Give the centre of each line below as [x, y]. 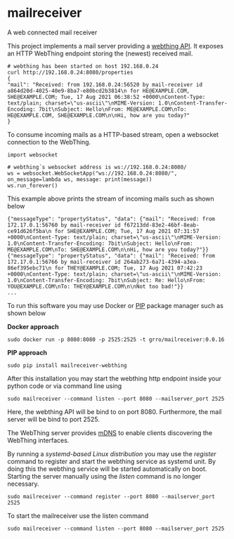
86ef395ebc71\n [30, 268]
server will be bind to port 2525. [54, 419]
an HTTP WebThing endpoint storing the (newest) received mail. [100, 53]
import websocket [33, 155]
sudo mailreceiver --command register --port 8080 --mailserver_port [111, 496]
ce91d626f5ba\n [30, 231]
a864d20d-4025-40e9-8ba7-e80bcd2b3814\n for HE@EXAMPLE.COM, [99, 91]
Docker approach [33, 326]
